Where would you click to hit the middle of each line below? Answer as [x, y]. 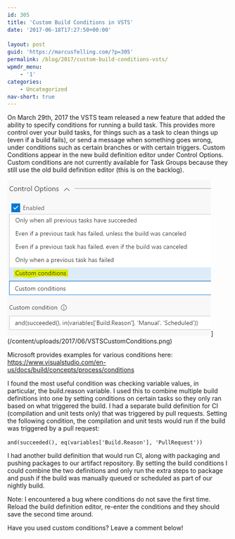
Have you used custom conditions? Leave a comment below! [95, 528]
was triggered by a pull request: [53, 428]
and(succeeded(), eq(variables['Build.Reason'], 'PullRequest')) [105, 443]
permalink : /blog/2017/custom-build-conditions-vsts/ [88, 60]
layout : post [26, 45]
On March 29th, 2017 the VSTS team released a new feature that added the [116, 118]
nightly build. [26, 485]
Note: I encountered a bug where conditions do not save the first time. [109, 500]
